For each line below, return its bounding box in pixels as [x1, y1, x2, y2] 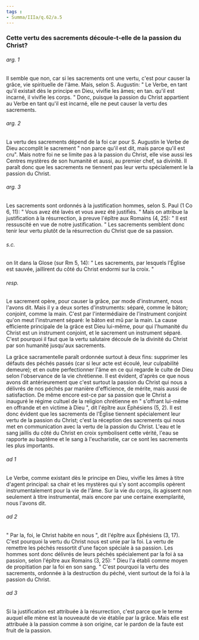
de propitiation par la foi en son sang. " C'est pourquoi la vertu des [6, 563, 169, 570]
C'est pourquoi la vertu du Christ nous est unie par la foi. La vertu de [6, 538, 174, 545]
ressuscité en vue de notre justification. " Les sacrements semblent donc [6, 221, 185, 228]
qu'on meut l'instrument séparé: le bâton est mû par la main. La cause [6, 317, 177, 324]
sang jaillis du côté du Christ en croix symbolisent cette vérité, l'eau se [6, 429, 179, 436]
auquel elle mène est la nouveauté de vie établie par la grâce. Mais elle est [6, 614, 189, 622]
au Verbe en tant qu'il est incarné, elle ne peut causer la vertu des [6, 99, 168, 107]
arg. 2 [6, 120, 21, 127]
